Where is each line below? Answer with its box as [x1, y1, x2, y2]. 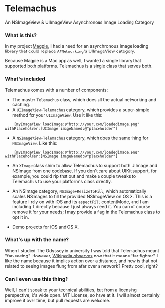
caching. [12, 102, 31, 107]
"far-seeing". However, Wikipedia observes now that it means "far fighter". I [5, 253, 159, 258]
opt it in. [12, 214, 29, 220]
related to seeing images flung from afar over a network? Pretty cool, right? [5, 263, 158, 269]
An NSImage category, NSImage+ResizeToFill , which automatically [12, 188, 147, 194]
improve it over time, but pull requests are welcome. [5, 298, 111, 304]
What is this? [5, 32, 37, 39]
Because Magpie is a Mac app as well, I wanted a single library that [5, 58, 141, 64]
